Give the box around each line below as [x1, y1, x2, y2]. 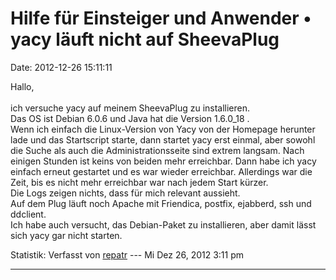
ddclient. [10, 208, 47, 220]
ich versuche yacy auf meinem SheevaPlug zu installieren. [10, 102, 251, 114]
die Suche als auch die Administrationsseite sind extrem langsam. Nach [10, 144, 305, 156]
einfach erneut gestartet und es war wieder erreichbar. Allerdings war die [10, 165, 313, 177]
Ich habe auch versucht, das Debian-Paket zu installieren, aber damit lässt [10, 218, 317, 231]
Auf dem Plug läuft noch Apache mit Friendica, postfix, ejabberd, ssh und [10, 197, 312, 209]
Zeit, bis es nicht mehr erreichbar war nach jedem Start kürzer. [10, 176, 269, 188]
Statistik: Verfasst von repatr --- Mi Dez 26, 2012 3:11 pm [10, 248, 245, 261]
